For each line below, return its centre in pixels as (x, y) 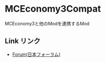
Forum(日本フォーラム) (36, 54)
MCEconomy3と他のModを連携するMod (47, 23)
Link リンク (23, 41)
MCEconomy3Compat (53, 9)
